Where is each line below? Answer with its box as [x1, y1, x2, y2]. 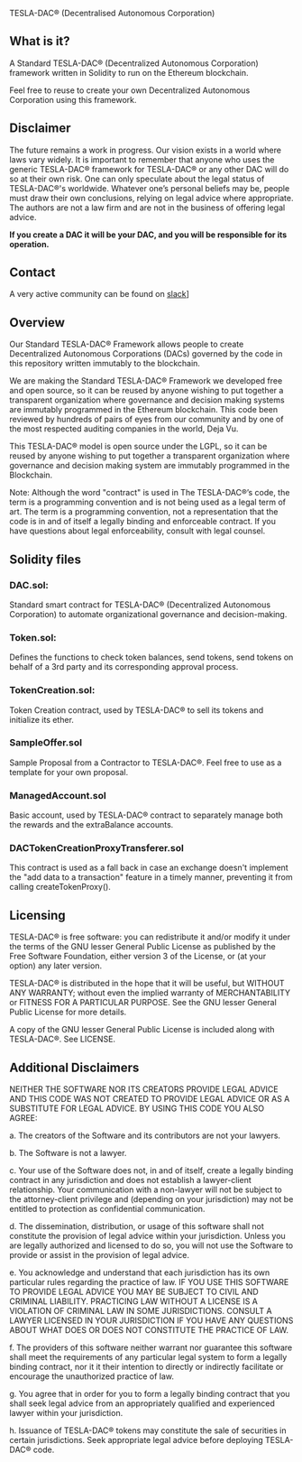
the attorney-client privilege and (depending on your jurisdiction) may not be [9, 1194, 294, 1205]
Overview [9, 315, 66, 330]
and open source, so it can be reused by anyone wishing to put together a [9, 385, 284, 396]
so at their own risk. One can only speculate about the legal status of [9, 173, 265, 184]
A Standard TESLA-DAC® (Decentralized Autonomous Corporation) [9, 58, 259, 69]
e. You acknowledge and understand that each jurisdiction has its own [9, 1267, 270, 1278]
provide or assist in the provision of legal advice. [9, 1250, 189, 1261]
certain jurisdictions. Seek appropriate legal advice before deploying [9, 1435, 263, 1446]
